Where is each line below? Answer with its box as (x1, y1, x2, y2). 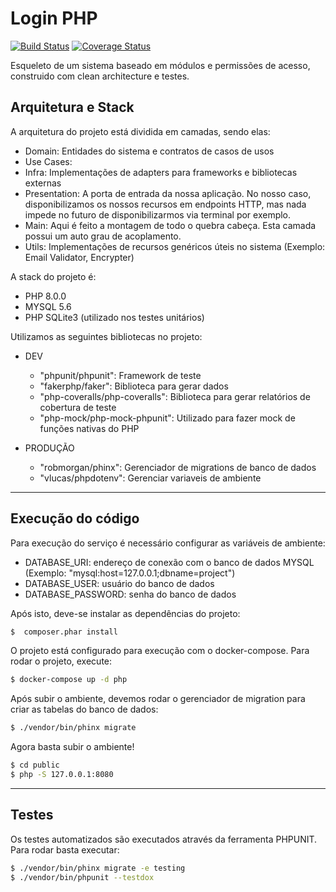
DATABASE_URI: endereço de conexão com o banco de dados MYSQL (24, 556, 315, 568)
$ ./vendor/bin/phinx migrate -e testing (10, 863, 186, 873)
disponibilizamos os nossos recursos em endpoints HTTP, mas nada (24, 198, 307, 210)
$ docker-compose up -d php (10, 675, 128, 685)
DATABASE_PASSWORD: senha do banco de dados (24, 588, 237, 600)
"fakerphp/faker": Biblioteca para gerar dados (39, 380, 229, 392)
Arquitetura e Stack (10, 99, 135, 116)
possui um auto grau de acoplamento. (24, 230, 182, 242)
